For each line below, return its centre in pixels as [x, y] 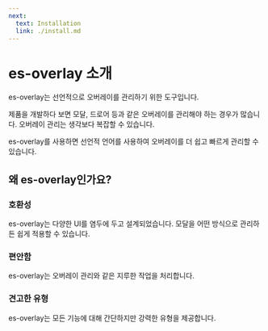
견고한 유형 [29, 299]
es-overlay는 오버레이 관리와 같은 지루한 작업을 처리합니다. [102, 276]
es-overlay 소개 [61, 73]
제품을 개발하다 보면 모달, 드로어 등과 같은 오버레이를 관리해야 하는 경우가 [124, 115]
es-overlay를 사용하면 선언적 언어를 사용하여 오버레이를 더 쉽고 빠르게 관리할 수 [134, 141]
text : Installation [48, 23]
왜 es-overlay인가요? [60, 180]
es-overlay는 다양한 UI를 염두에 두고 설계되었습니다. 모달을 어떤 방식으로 [123, 224]
